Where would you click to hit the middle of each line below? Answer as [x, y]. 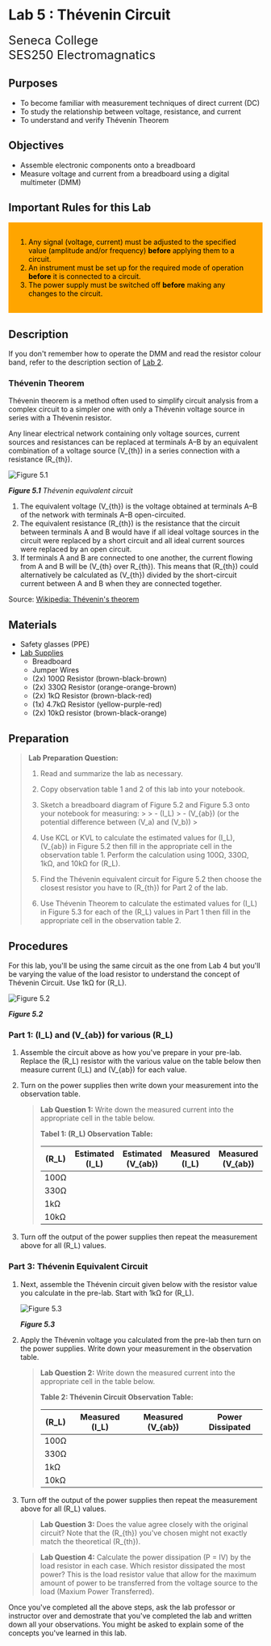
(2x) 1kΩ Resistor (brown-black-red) [92, 696]
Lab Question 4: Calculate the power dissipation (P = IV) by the [146, 1557]
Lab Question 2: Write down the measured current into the [138, 1373]
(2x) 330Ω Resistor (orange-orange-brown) [104, 687]
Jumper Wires [55, 670]
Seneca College [53, 40]
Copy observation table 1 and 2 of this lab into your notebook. [142, 789]
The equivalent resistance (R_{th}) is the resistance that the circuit [130, 524]
